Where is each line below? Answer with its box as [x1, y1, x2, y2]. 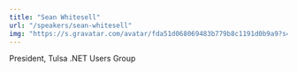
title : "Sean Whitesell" [9, 12, 101, 22]
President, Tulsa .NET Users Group [9, 54, 136, 64]
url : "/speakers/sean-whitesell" [9, 21, 133, 30]
